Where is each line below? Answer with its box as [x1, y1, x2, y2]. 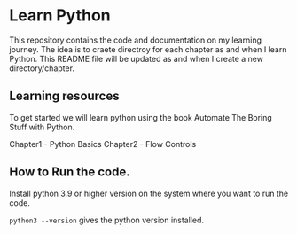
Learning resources [9, 89, 120, 104]
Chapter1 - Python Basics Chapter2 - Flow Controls [9, 138, 197, 149]
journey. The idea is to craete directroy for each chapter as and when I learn [9, 43, 287, 54]
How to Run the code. [9, 165, 130, 180]
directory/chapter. [9, 63, 75, 74]
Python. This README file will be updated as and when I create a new [9, 53, 264, 64]
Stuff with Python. [9, 121, 75, 132]
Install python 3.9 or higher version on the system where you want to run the [9, 188, 289, 199]
